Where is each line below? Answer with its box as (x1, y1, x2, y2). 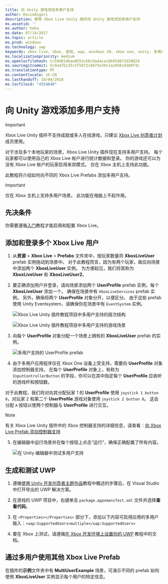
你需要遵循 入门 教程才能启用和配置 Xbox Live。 (5, 222, 101, 228)
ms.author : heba (5, 26, 39, 31)
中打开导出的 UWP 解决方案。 (12, 486, 74, 492)
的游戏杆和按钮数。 (12, 379, 52, 385)
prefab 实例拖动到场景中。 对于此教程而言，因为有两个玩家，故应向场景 (12, 259, 160, 265)
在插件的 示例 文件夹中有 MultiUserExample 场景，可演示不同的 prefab (5, 567, 149, 573)
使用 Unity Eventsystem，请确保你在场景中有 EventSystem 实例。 (12, 301, 145, 307)
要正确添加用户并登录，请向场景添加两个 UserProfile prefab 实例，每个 (12, 282, 159, 288)
